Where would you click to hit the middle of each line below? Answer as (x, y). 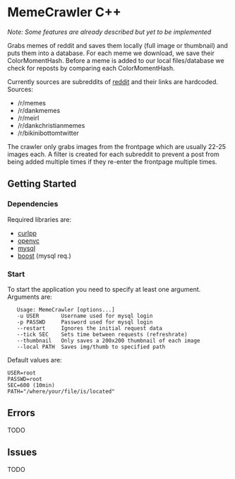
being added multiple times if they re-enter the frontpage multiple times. (112, 161)
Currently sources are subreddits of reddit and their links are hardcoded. (113, 81)
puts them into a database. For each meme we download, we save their (111, 53)
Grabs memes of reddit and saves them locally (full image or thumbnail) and (117, 45)
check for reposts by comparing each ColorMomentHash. (91, 68)
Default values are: (35, 360)
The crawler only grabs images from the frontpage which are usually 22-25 (117, 146)
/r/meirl (28, 118)
